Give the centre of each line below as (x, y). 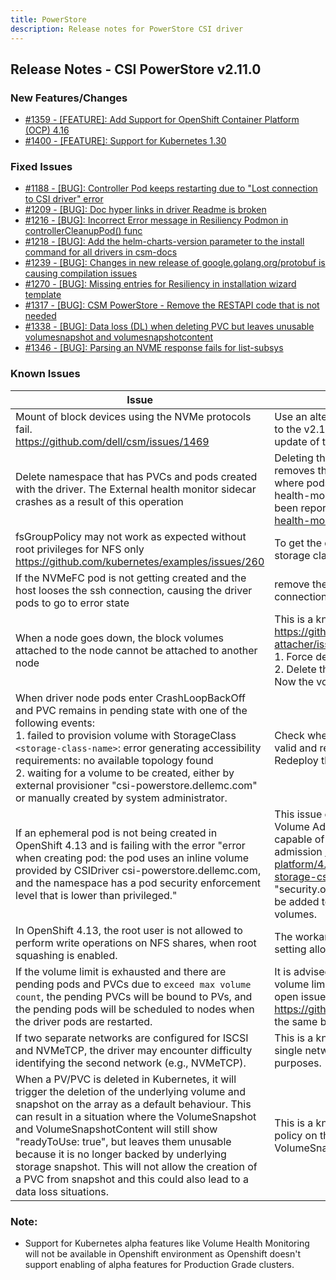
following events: (55, 723)
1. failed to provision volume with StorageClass (126, 735)
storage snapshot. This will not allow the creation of (136, 1166)
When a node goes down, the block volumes (119, 638)
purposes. (298, 1063)
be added (297, 901)
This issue (298, 814)
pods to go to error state (72, 603)
